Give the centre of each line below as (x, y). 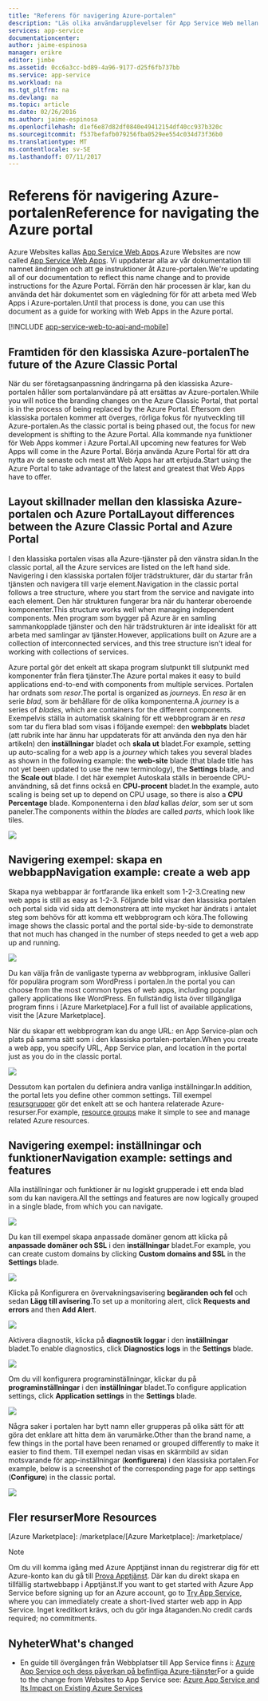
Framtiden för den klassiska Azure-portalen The (129, 352)
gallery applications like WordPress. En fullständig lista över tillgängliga (125, 998)
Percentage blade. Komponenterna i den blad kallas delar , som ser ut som (131, 803)
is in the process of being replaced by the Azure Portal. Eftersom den (122, 409)
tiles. (16, 819)
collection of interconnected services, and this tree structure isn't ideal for (130, 643)
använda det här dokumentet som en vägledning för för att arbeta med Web (132, 294)
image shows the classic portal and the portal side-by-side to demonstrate (131, 925)
